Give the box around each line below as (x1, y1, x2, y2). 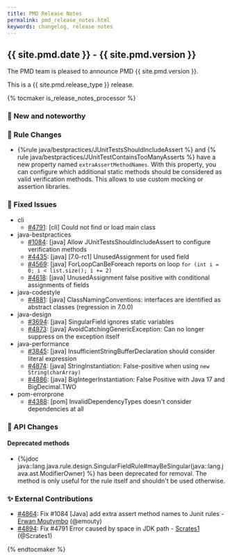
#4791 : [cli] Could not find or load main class (27, 223, 156, 231)
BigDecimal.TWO (27, 382, 76, 390)
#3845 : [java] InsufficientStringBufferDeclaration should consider (27, 347, 215, 355)
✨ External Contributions (7, 494, 94, 504)
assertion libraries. (17, 182, 71, 191)
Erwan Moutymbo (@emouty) (17, 517, 102, 526)
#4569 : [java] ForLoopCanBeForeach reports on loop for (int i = (27, 259, 219, 268)
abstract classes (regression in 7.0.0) (27, 302, 133, 311)
